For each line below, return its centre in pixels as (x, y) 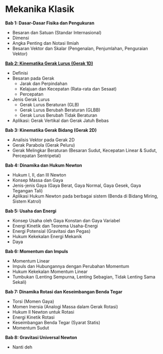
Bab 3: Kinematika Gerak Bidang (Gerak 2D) (51, 130)
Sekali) (19, 282)
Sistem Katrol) (27, 201)
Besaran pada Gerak (33, 78)
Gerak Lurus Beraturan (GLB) (49, 104)
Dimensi (21, 38)
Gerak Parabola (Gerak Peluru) (44, 145)
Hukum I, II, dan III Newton (39, 175)
